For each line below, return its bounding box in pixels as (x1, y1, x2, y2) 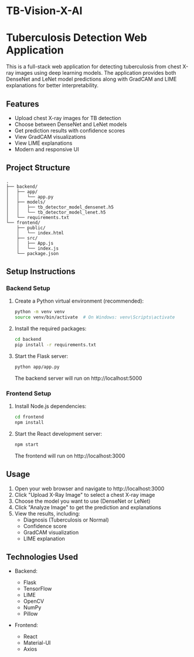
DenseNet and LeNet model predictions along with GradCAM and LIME (6, 75, 177, 83)
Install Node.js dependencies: (14, 403, 87, 410)
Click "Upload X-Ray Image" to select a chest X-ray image (14, 491, 155, 498)
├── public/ (16, 225, 46, 231)
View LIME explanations (14, 140, 73, 147)
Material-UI (23, 639, 51, 646)
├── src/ (16, 235, 38, 241)
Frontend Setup (6, 389, 52, 397)
